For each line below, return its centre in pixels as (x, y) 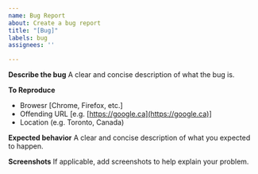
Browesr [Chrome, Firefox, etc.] (71, 106)
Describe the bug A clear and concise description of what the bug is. (121, 75)
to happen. (26, 146)
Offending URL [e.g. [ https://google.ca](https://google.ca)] (116, 114)
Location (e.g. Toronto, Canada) (72, 122)
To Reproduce (32, 90)
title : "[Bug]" (33, 30)
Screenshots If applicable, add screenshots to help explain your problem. (129, 162)
